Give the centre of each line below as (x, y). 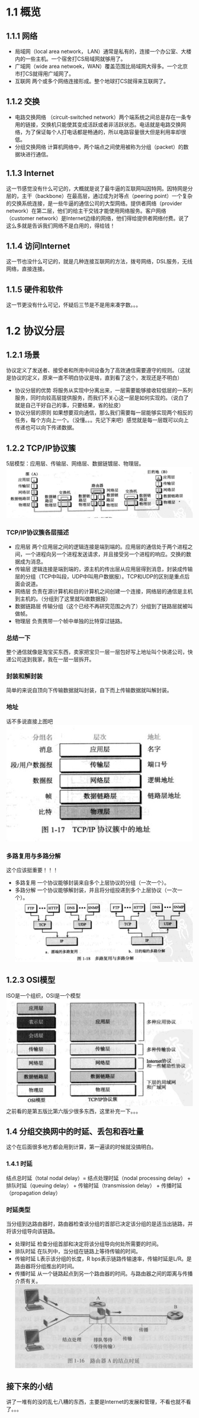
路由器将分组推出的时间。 (46, 1266)
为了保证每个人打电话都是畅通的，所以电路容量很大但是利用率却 (103, 132)
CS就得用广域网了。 (50, 74)
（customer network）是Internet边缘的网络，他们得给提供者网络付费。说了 (98, 218)
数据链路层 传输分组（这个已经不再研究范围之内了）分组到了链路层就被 (101, 606)
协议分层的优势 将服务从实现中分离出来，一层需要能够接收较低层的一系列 (104, 391)
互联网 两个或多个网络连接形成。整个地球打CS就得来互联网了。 (92, 81)
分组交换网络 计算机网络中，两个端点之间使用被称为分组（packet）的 (99, 147)
